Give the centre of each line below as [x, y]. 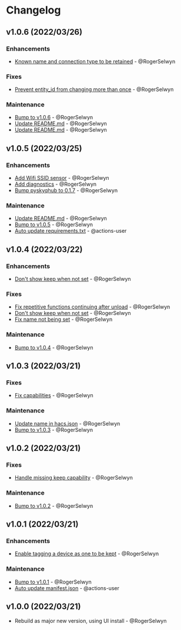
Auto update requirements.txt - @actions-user [71, 231]
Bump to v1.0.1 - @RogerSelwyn [53, 582]
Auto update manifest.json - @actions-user [67, 588]
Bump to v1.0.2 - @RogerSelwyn [54, 505]
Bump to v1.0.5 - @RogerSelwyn [53, 224]
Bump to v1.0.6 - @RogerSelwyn [54, 118]
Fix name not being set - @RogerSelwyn [63, 319]
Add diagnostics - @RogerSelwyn [56, 184]
